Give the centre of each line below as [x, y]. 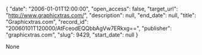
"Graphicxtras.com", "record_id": [47, 22]
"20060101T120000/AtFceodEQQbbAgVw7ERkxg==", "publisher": [89, 28]
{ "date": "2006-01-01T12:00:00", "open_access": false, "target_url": [92, 9]
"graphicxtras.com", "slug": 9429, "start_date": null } [72, 35]
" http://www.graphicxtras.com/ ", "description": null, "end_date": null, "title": [101, 15]
